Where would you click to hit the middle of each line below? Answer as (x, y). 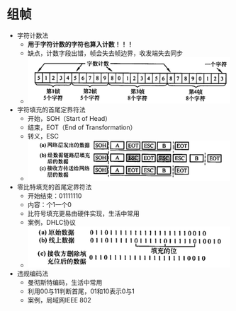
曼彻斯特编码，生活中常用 (65, 283)
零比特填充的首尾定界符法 (54, 187)
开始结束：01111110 (55, 196)
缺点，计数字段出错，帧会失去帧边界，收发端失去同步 (105, 53)
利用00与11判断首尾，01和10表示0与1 (81, 291)
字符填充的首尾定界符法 (51, 110)
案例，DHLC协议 (51, 223)
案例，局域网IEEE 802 (59, 300)
